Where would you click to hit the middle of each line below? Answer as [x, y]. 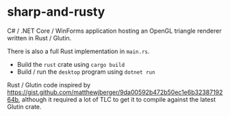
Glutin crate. [25, 106]
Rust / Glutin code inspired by [49, 85]
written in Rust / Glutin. [39, 38]
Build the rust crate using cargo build [71, 64]
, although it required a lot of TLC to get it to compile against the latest [117, 99]
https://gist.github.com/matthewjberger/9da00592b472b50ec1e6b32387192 [115, 92]
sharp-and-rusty [56, 12]
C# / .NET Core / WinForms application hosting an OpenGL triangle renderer [114, 31]
